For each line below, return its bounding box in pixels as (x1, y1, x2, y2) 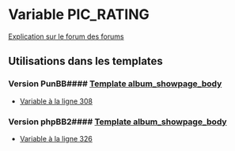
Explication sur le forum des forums (8, 32, 124, 41)
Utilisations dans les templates (8, 55, 164, 68)
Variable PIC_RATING (8, 6, 150, 24)
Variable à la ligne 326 (19, 134, 93, 143)
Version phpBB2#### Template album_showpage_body (8, 116, 227, 127)
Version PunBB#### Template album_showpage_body (8, 78, 222, 89)
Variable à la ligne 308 (19, 96, 93, 106)
